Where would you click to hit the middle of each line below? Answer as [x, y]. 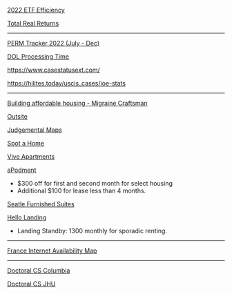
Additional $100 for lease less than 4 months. [81, 190]
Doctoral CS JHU [31, 284]
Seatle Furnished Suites [41, 204]
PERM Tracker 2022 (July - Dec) [54, 43]
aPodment [22, 170]
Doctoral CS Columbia [39, 271]
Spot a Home [26, 143]
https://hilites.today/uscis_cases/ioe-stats [67, 83]
